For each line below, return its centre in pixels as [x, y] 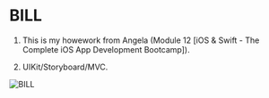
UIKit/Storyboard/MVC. [65, 67]
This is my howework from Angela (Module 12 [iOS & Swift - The [141, 40]
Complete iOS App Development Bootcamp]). [106, 49]
